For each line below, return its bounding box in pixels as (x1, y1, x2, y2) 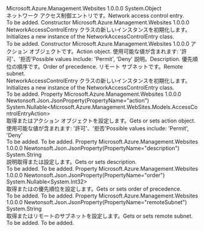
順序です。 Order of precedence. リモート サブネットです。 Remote (16, 63, 183, 70)
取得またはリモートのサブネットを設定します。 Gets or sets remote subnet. (6, 212, 193, 219)
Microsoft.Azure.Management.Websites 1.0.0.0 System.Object (6, 5, 162, 12)
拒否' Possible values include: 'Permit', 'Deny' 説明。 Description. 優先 (20, 55, 193, 62)
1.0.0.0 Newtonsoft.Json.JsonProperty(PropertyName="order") (6, 172, 165, 179)
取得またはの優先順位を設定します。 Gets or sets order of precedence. (6, 185, 181, 193)
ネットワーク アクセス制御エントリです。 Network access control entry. (6, 12, 185, 19)
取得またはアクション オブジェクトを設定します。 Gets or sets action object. (6, 117, 196, 124)
